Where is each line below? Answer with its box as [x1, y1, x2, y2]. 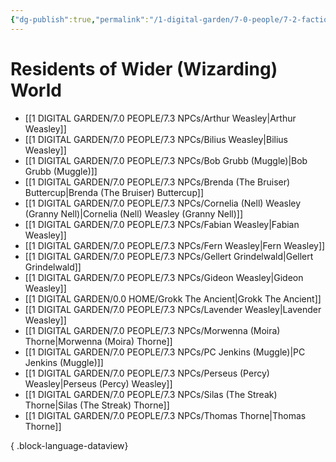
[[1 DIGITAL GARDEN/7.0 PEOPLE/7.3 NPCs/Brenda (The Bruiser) [24, 176, 291, 188]
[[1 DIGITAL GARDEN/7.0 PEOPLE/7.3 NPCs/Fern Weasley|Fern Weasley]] [24, 239, 326, 251]
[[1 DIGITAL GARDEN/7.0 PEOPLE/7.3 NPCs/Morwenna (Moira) [24, 324, 281, 336]
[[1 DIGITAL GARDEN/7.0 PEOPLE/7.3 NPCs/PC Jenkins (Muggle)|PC [24, 346, 306, 358]
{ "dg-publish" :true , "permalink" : [10, 14, 150, 25]
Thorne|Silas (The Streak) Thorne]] [24, 399, 170, 411]
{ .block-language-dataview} [10, 439, 129, 451]
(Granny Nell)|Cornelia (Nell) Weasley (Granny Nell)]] [24, 207, 243, 220]
